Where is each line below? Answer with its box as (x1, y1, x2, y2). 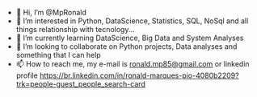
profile (15, 71, 38, 80)
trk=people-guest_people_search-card (15, 79, 145, 88)
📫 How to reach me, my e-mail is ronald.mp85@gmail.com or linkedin (15, 59, 250, 68)
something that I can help (15, 51, 101, 59)
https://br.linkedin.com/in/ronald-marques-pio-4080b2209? (39, 71, 240, 80)
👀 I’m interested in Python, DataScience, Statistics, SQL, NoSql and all (15, 16, 249, 26)
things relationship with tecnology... (15, 25, 135, 34)
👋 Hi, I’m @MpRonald (15, 8, 87, 17)
